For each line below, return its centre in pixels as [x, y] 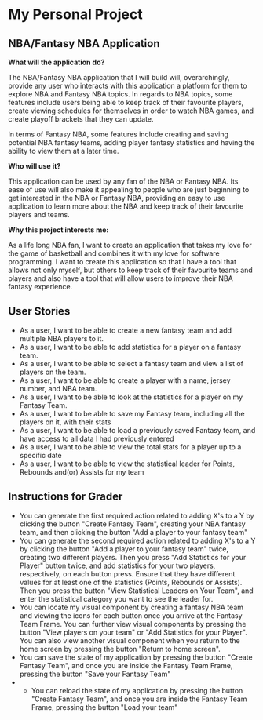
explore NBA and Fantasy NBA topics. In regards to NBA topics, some [121, 94]
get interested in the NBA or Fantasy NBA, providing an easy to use [117, 198]
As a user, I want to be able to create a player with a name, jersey [125, 380]
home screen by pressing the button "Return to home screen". [120, 649]
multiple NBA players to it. [62, 338]
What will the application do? [57, 62]
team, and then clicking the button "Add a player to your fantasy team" [133, 532]
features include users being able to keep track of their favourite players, [126, 102]
